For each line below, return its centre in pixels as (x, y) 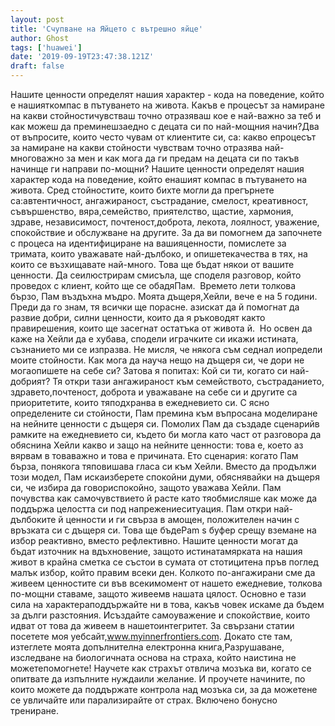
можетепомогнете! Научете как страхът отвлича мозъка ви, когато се (161, 668)
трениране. (34, 710)
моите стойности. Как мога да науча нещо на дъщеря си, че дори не (157, 360)
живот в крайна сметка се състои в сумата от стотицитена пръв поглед (164, 562)
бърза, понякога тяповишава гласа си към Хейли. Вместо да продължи (163, 466)
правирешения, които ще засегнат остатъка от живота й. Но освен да (161, 328)
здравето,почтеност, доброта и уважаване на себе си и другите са (154, 392)
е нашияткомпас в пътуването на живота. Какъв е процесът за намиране (167, 105)
